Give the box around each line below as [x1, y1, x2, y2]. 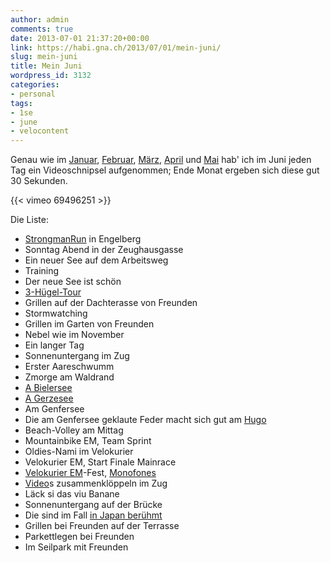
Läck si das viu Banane [24, 488, 120, 500]
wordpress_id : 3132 [10, 71, 92, 81]
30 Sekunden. [10, 175, 68, 187]
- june [10, 117, 38, 127]
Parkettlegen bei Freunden [24, 531, 135, 543]
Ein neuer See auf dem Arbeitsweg [24, 254, 169, 266]
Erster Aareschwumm [24, 361, 115, 373]
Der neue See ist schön [24, 276, 122, 288]
